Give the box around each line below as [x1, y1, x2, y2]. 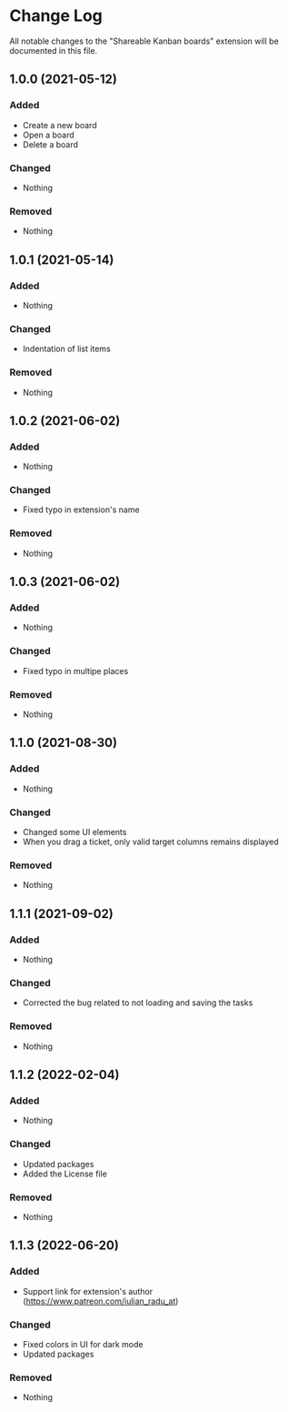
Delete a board [22, 138, 79, 150]
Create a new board [22, 119, 97, 130]
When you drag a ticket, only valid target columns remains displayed [22, 836, 279, 847]
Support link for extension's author [22, 1286, 153, 1296]
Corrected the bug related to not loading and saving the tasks [22, 997, 253, 1008]
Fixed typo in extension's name [22, 504, 140, 515]
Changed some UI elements [22, 827, 127, 838]
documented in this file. [9, 45, 98, 55]
